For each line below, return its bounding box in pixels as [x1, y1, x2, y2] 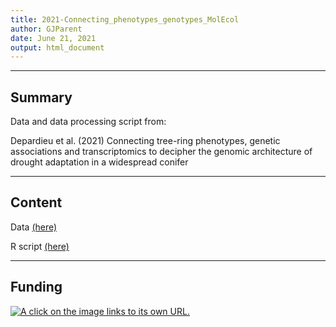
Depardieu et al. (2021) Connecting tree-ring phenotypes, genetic [10, 135, 281, 147]
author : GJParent [10, 24, 83, 34]
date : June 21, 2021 [10, 33, 97, 43]
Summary [10, 89, 73, 106]
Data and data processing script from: [10, 116, 167, 128]
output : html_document [10, 42, 105, 53]
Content [10, 194, 63, 211]
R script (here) [10, 240, 70, 252]
